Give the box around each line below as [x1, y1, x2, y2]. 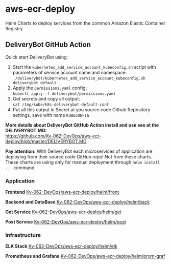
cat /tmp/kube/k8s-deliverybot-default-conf [12, 102, 109, 107]
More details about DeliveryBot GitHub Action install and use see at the [5, 121, 159, 128]
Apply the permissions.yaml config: [12, 85, 87, 91]
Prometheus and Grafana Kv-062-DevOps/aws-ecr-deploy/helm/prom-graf [5, 253, 165, 259]
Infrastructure [5, 231, 41, 238]
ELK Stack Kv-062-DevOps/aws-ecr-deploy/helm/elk [5, 243, 118, 249]
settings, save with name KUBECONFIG [12, 112, 89, 118]
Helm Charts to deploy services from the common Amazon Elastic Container [5, 20, 166, 26]
